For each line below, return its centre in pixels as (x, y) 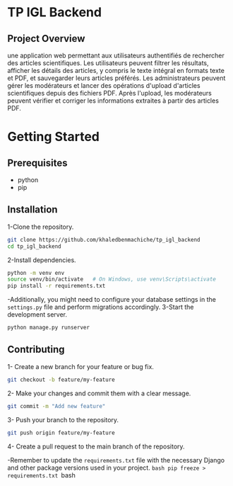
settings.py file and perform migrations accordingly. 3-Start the (101, 307)
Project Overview (46, 39)
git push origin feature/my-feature (61, 433)
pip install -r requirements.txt (56, 286)
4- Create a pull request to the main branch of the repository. (96, 446)
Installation (32, 210)
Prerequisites (37, 163)
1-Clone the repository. (41, 227)
